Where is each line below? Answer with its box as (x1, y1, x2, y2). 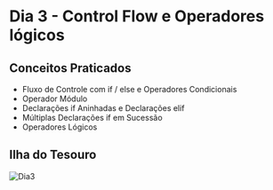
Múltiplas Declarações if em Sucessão (21, 113, 163, 123)
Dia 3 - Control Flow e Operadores (9, 6, 265, 27)
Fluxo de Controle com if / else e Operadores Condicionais (21, 84, 237, 94)
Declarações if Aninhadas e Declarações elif (21, 103, 185, 113)
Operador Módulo (21, 93, 88, 104)
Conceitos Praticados (9, 60, 132, 75)
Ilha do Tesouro (9, 147, 97, 162)
